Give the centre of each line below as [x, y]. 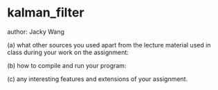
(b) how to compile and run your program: [67, 65]
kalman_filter [46, 13]
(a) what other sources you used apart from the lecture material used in [109, 45]
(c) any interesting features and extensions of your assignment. [98, 79]
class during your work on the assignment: [68, 52]
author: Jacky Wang [36, 32]
